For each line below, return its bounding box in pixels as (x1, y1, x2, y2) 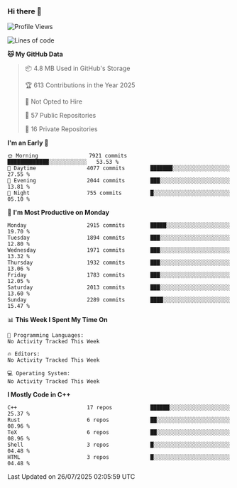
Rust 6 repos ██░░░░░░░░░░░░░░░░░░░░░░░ (7, 416, 231, 424)
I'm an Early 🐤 (7, 138, 49, 148)
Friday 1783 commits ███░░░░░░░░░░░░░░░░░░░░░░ (7, 272, 231, 279)
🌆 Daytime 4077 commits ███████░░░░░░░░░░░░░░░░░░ (7, 165, 231, 172)
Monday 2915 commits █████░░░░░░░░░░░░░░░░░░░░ (7, 222, 231, 229)
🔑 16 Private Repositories (24, 125, 98, 133)
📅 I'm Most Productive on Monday (7, 209, 110, 217)
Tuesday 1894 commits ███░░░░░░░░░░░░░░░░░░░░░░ (7, 234, 231, 242)
